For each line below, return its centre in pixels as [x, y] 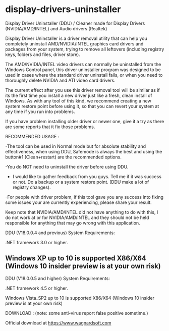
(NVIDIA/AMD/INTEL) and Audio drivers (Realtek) [56, 28]
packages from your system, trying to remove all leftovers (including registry [85, 49]
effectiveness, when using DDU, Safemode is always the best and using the [84, 151]
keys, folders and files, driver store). [43, 54]
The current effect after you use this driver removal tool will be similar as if [82, 90]
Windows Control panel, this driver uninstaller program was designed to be [83, 70]
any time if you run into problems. [40, 112]
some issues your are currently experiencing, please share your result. [79, 202]
